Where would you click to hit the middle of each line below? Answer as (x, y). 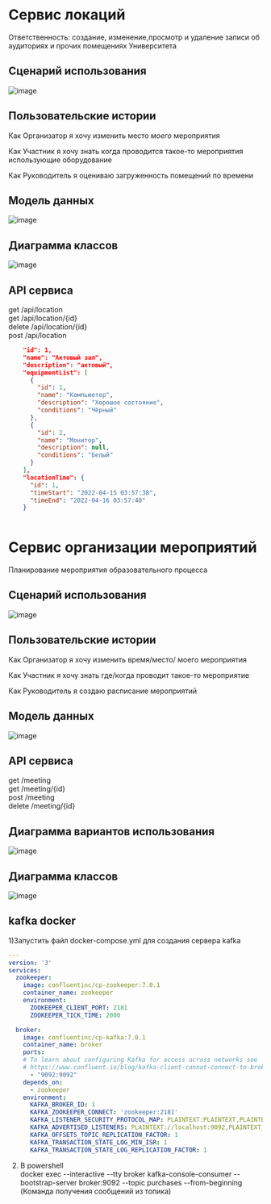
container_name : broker (63, 1045)
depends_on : (43, 1082)
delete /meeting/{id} (42, 806)
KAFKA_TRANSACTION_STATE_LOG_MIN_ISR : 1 (98, 1142)
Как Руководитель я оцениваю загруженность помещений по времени (131, 175)
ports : (34, 1052)
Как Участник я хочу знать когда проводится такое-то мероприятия (126, 151)
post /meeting (31, 797)
